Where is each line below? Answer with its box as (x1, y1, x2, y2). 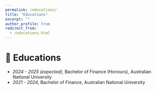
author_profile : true (5, 21, 50, 26)
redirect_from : (5, 26, 37, 31)
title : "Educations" (5, 12, 48, 17)
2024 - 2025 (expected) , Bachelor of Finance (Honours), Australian (12, 68, 151, 74)
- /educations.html (9, 30, 50, 35)
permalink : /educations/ (5, 7, 57, 12)
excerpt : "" (5, 16, 30, 21)
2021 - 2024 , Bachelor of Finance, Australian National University (12, 79, 145, 85)
